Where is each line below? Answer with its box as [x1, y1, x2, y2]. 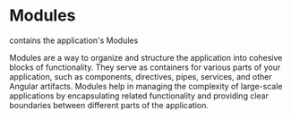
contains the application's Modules [9, 35, 139, 46]
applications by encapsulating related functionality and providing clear [9, 90, 269, 101]
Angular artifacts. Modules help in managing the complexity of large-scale [9, 81, 283, 91]
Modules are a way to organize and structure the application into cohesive [9, 52, 283, 63]
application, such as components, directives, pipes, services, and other [9, 71, 273, 81]
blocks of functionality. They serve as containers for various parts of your [9, 62, 281, 72]
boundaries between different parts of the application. [9, 99, 209, 110]
